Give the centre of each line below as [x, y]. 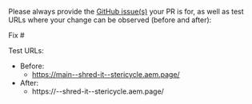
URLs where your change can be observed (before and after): [110, 20]
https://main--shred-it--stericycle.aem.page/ [106, 74]
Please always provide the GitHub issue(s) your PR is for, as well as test [126, 12]
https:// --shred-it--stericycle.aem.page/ [98, 91]
